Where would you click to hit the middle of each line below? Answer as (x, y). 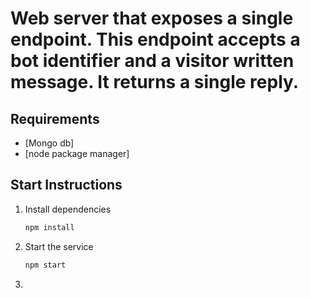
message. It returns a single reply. (155, 82)
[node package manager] (77, 153)
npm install (49, 227)
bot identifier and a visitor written (152, 61)
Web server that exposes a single (152, 18)
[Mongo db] (49, 143)
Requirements (55, 118)
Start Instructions (66, 185)
